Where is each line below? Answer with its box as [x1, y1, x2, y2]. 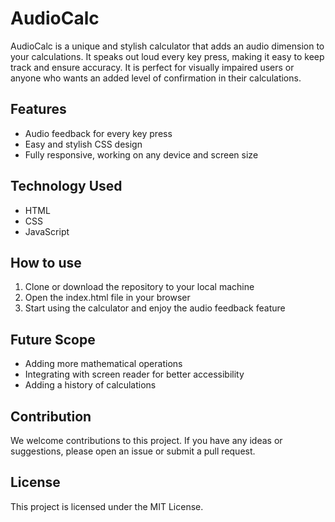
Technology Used [10, 178, 123, 195]
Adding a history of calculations [24, 379, 157, 391]
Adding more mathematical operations [24, 358, 183, 370]
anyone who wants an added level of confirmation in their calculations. [10, 72, 302, 84]
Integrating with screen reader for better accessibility [24, 368, 245, 381]
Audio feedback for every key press [24, 127, 173, 139]
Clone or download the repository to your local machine [24, 281, 255, 293]
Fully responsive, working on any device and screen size [24, 148, 259, 161]
